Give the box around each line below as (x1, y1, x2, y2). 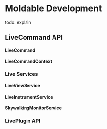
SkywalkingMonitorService (5, 105, 62, 111)
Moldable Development (5, 3, 102, 14)
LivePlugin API (5, 117, 41, 124)
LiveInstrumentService (5, 94, 53, 100)
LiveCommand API (5, 33, 63, 42)
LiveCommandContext (5, 58, 53, 64)
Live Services (5, 71, 38, 77)
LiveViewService (5, 83, 40, 89)
